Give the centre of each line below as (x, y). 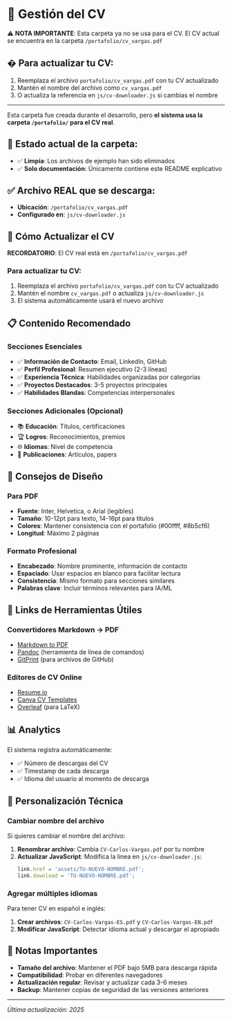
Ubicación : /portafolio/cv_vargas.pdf (72, 208)
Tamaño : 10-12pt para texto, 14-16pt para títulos (85, 519)
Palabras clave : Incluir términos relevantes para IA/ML (95, 588)
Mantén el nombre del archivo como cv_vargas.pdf (89, 88)
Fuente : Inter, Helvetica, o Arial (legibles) (75, 511)
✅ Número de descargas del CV (62, 763)
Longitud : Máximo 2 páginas (58, 533)
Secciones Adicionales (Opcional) (65, 411)
